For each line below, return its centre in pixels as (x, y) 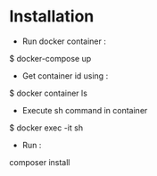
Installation (52, 17)
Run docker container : (64, 41)
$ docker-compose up (50, 58)
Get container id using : (65, 75)
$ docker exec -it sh (46, 128)
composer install (40, 162)
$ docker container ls (48, 93)
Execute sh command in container (85, 110)
